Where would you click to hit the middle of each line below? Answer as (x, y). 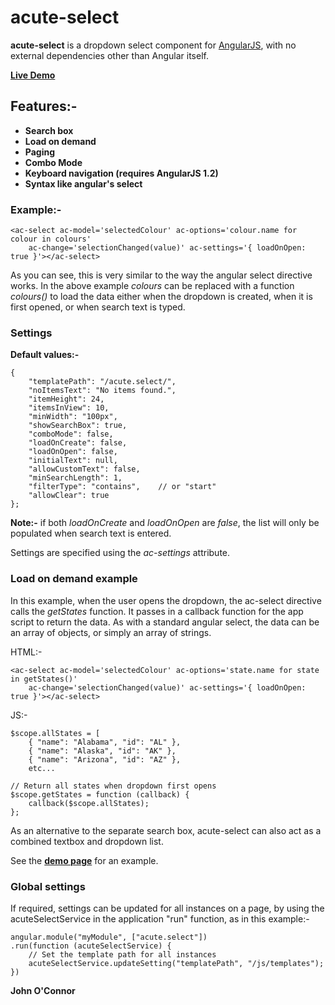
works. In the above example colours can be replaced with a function (152, 286)
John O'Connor (43, 990)
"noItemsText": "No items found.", (102, 391)
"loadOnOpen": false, (73, 452)
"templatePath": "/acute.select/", (102, 382)
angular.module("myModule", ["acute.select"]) (109, 937)
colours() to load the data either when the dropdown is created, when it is (161, 297)
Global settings (48, 886)
